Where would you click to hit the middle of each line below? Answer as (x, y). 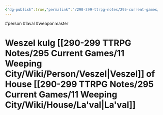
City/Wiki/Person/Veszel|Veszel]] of (80, 74)
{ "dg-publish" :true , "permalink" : (39, 9)
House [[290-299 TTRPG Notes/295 (79, 84)
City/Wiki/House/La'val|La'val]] (70, 105)
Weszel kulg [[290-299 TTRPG (68, 43)
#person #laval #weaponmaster (37, 23)
